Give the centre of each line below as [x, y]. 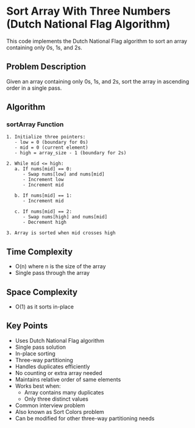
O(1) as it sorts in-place [44, 307]
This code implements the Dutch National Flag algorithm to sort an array [97, 41]
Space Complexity [42, 292]
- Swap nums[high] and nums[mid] [65, 217]
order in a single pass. [34, 88]
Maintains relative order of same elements [68, 379]
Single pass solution [40, 347]
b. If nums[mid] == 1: [43, 196]
